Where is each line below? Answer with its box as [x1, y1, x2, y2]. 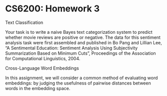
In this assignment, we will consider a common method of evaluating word [5, 75, 158, 81]
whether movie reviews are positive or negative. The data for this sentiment [5, 34, 161, 40]
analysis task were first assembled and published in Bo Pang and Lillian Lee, [5, 39, 162, 45]
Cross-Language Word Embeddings [5, 65, 79, 71]
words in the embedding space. [5, 85, 70, 91]
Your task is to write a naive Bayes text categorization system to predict [5, 29, 152, 35]
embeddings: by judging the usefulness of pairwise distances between [5, 80, 151, 86]
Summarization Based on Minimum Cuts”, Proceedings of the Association [5, 50, 156, 56]
